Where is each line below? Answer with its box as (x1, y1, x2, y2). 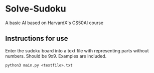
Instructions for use (5, 34, 69, 43)
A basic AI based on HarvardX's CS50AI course (5, 20, 104, 26)
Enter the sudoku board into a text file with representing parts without (5, 47, 149, 53)
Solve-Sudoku (5, 3, 66, 15)
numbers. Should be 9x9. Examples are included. (5, 53, 107, 59)
